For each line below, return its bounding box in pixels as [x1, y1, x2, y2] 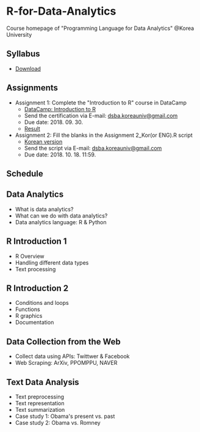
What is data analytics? [15, 205, 74, 213]
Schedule [6, 168, 44, 178]
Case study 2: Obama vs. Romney [15, 419, 101, 427]
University [6, 31, 32, 38]
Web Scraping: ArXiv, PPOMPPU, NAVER [15, 359, 118, 367]
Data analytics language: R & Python [15, 218, 107, 225]
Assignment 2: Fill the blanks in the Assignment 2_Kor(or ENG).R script [15, 131, 193, 139]
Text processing [15, 265, 56, 273]
